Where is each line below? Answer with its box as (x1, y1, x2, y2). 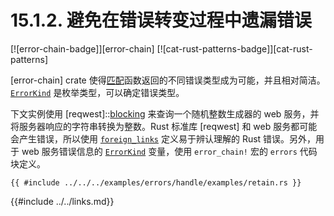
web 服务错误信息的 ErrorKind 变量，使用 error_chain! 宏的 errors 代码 (21, 145, 318, 157)
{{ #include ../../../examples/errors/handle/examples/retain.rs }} (10, 177, 302, 188)
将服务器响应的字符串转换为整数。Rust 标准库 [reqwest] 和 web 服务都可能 (10, 120, 318, 132)
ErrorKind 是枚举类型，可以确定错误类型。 (10, 86, 185, 98)
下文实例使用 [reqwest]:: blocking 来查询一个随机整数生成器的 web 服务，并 (10, 107, 320, 120)
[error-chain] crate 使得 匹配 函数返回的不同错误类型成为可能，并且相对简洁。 (10, 74, 326, 86)
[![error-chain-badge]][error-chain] (10, 42, 155, 55)
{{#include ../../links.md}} (10, 195, 115, 207)
